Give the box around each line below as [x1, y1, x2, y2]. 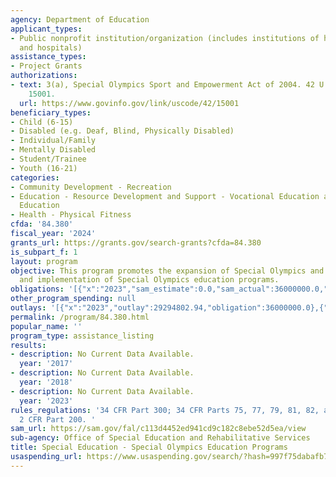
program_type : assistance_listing [10, 331, 155, 341]
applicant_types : [10, 24, 83, 34]
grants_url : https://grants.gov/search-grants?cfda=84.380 [10, 237, 262, 248]
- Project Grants [10, 61, 83, 71]
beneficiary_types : [10, 107, 92, 118]
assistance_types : [10, 52, 87, 62]
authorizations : [10, 71, 78, 81]
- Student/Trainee [10, 154, 87, 164]
